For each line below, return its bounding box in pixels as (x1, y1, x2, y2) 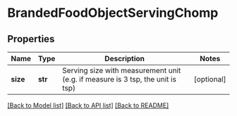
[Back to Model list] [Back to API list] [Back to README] (7, 101, 169, 110)
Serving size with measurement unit (62, 65, 181, 75)
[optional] (193, 75, 226, 84)
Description (104, 54, 145, 63)
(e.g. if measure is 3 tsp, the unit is (62, 75, 176, 84)
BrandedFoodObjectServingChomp (7, 5, 219, 21)
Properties (7, 33, 55, 45)
